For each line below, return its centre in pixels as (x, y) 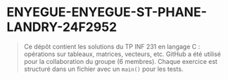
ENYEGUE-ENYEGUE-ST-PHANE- (107, 12)
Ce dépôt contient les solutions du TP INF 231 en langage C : (112, 46)
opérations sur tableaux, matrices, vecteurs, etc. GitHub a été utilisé (122, 54)
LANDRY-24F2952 (62, 27)
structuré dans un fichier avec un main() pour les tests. (103, 69)
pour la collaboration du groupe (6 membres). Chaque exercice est (120, 61)
